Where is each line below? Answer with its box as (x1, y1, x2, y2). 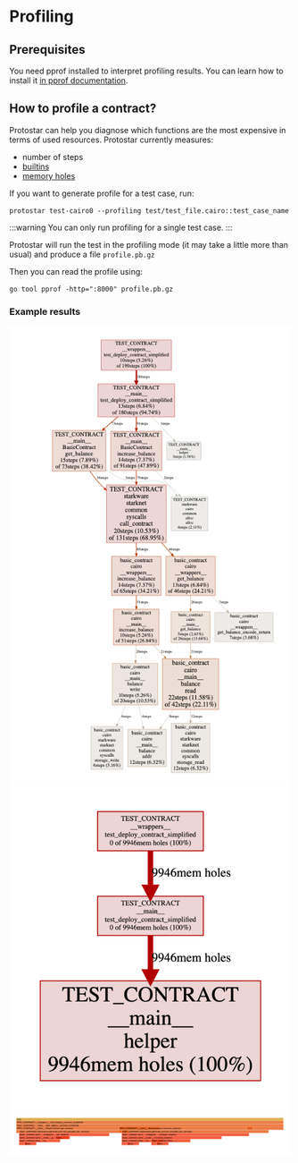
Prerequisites (9, 42, 86, 57)
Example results (9, 305, 81, 318)
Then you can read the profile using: (9, 266, 143, 276)
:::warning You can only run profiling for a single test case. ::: (9, 222, 233, 233)
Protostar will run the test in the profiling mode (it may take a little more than (9, 239, 288, 250)
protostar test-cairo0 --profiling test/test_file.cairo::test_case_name (9, 206, 290, 216)
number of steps (21, 151, 84, 162)
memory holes (21, 170, 76, 181)
